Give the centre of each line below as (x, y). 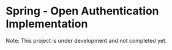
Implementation (47, 24)
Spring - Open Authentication (83, 11)
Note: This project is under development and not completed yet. (86, 40)
